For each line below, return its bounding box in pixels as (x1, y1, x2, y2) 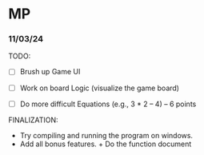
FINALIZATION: (8, 115, 58, 125)
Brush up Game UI (19, 67, 81, 77)
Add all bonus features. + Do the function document (19, 139, 192, 149)
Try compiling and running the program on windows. (19, 130, 194, 140)
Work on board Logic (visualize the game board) (19, 83, 180, 93)
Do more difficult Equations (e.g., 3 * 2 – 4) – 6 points (19, 99, 197, 109)
